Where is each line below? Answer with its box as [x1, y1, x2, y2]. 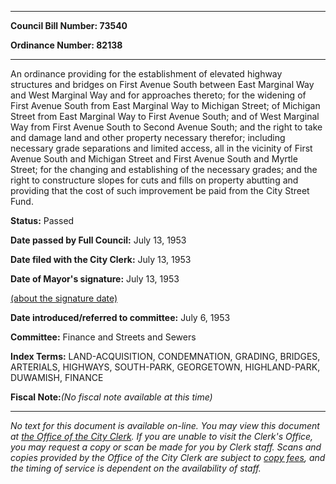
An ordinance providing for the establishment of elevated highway [10, 68, 283, 80]
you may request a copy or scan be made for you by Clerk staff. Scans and [10, 441, 322, 453]
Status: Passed [10, 215, 75, 226]
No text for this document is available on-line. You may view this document [10, 420, 320, 431]
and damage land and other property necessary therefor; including [10, 132, 286, 143]
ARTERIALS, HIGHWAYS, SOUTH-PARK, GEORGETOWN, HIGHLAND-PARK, [10, 361, 321, 373]
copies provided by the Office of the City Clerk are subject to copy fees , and [10, 452, 326, 463]
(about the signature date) [10, 292, 118, 304]
